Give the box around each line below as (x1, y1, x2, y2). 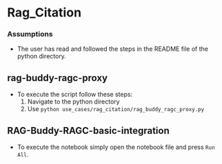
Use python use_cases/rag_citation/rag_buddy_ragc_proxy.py (27, 105, 205, 113)
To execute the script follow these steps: (17, 91, 133, 99)
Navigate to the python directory (27, 97, 120, 106)
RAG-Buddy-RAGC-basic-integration (7, 125, 170, 137)
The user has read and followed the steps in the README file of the (17, 45, 209, 53)
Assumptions (7, 30, 53, 39)
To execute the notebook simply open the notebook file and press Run (17, 143, 215, 152)
